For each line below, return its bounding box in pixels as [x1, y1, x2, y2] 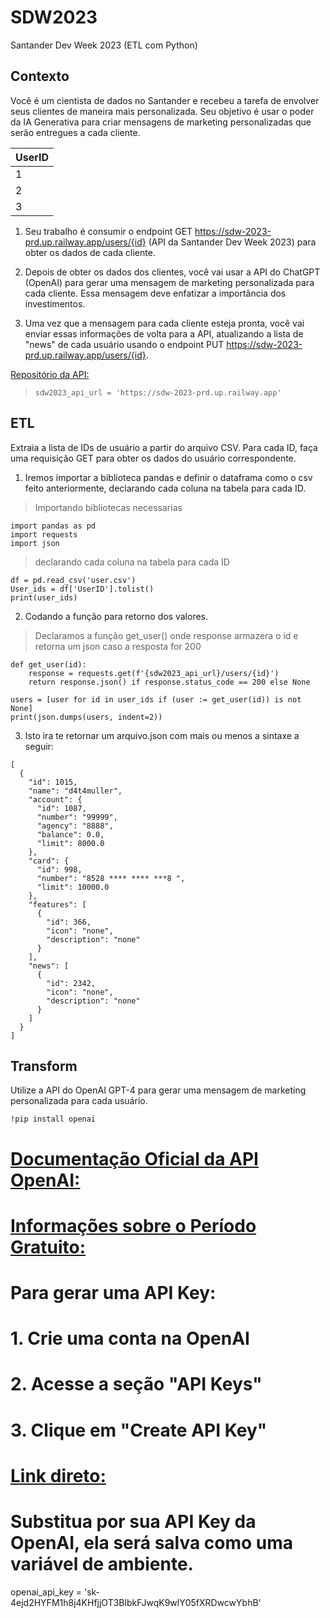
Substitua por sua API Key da [10, 1510, 257, 1533]
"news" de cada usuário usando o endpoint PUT [24, 338, 225, 350]
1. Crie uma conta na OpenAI [10, 1327, 250, 1350]
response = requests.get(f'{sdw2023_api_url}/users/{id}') [28, 668, 280, 678]
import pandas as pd [10, 521, 97, 531]
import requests [10, 529, 78, 540]
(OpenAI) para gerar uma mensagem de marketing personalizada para [24, 276, 315, 288]
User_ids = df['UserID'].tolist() [10, 584, 155, 594]
